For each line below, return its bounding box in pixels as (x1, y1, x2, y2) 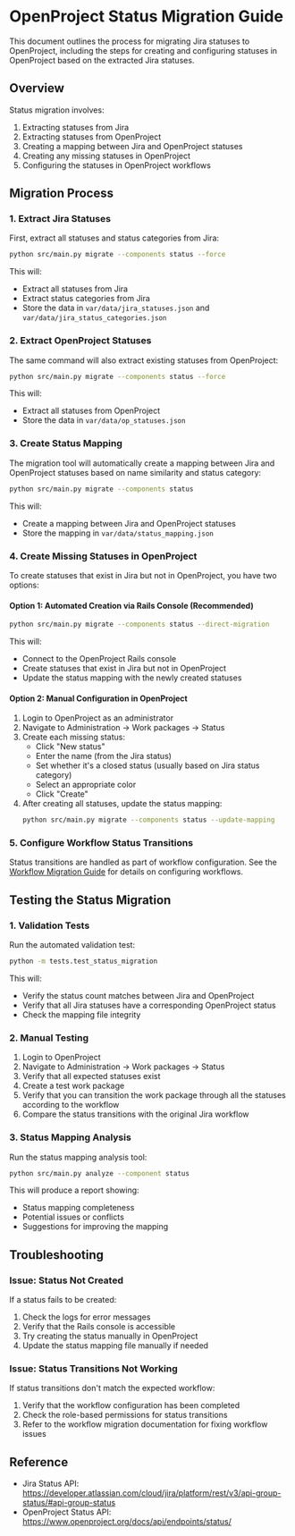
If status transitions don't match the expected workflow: (9, 1383, 215, 1394)
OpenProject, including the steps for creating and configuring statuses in (9, 45, 278, 55)
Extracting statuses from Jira (21, 122, 130, 132)
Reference (9, 1455, 69, 1470)
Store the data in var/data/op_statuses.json (21, 415, 186, 426)
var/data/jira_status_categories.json (21, 314, 167, 323)
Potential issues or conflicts (21, 1211, 125, 1222)
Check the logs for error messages (21, 1312, 151, 1322)
